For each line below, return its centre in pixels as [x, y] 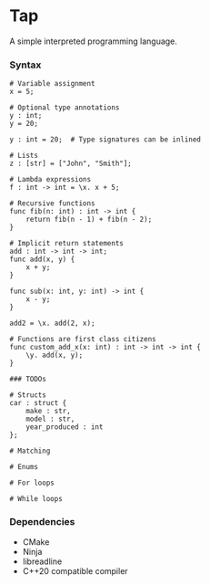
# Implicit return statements [67, 244]
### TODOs [28, 380]
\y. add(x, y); [55, 355]
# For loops [32, 483]
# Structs [28, 395]
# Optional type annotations [65, 108]
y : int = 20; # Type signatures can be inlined [105, 140]
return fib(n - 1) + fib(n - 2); [89, 220]
